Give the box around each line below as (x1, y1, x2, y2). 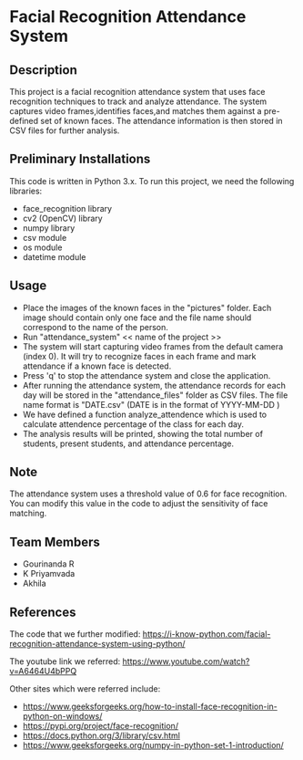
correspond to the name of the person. (22, 321, 168, 332)
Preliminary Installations (9, 151, 151, 167)
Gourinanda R (22, 558, 75, 569)
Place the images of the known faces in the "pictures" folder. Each (22, 302, 272, 313)
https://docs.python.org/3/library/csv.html (22, 730, 180, 741)
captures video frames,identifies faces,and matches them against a (9, 106, 262, 116)
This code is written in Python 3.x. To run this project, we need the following (9, 175, 295, 186)
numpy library (22, 222, 76, 234)
